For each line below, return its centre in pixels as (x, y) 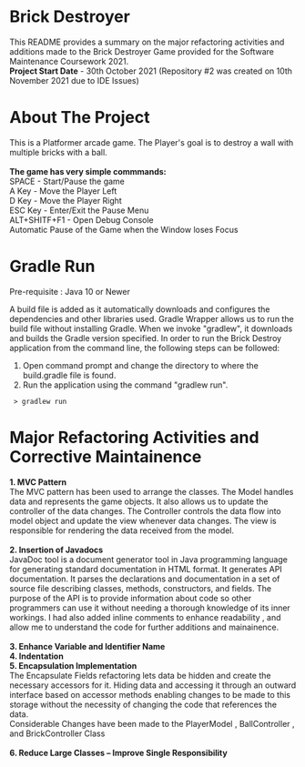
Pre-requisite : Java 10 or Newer (70, 291)
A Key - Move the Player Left (63, 191)
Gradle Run (52, 267)
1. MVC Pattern (38, 482)
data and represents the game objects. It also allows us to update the (139, 501)
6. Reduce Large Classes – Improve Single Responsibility (118, 752)
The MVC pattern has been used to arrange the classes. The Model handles (152, 491)
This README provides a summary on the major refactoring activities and (147, 42)
